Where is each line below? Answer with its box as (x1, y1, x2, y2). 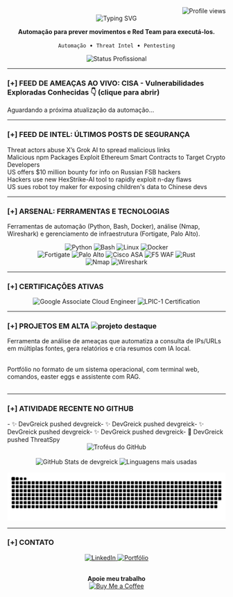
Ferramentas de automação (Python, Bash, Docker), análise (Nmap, (7, 222, 200, 230)
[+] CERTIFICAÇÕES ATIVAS (7, 281, 104, 291)
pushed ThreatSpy (7, 435, 60, 443)
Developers (7, 160, 40, 169)
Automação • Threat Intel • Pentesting (58, 41, 175, 49)
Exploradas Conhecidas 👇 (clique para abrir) (7, 87, 160, 97)
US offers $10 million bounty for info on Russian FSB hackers (7, 167, 181, 176)
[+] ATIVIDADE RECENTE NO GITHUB (7, 404, 134, 414)
